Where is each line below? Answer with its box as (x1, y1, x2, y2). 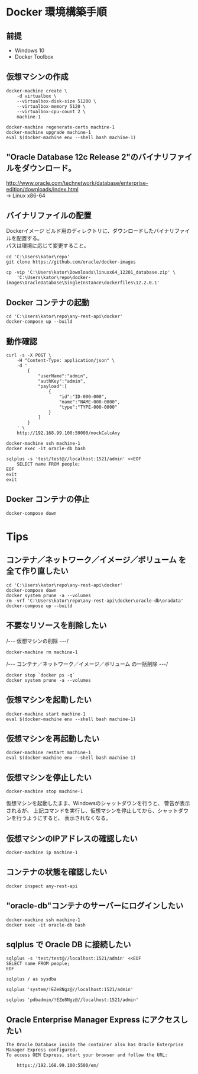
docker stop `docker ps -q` (6, 672, 76, 678)
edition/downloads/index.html (6, 185, 79, 193)
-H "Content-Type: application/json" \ (17, 358, 115, 364)
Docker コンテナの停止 (6, 494, 90, 504)
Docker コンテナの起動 (6, 297, 90, 307)
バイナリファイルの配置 (6, 211, 92, 221)
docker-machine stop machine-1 (6, 788, 83, 794)
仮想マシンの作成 (6, 72, 69, 82)
